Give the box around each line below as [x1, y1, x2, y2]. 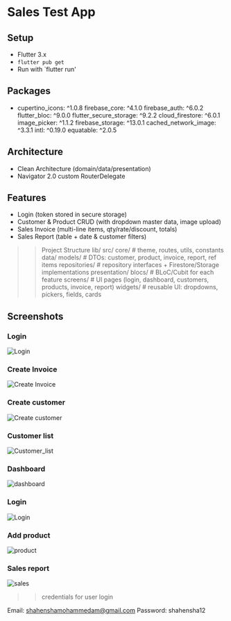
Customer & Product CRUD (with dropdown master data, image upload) [17, 218, 222, 226]
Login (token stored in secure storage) [17, 210, 127, 219]
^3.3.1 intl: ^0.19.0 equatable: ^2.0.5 [17, 126, 117, 134]
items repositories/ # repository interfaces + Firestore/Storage [41, 261, 220, 269]
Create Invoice [7, 364, 58, 374]
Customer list [7, 430, 54, 440]
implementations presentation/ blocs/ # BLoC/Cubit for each [41, 268, 214, 277]
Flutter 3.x [17, 50, 47, 58]
